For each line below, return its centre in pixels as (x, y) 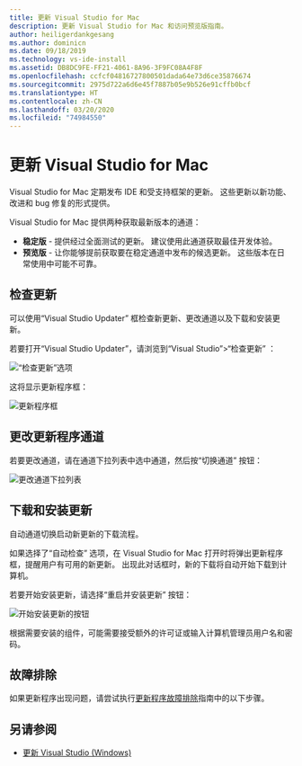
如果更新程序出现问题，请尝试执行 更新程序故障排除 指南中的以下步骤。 (139, 699)
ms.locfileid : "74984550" (58, 118)
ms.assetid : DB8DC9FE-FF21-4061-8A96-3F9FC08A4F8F (106, 68)
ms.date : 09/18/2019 (48, 51)
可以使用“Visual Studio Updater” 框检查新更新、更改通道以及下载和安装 (141, 318)
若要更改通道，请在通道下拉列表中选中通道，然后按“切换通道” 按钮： (136, 460)
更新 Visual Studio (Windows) (77, 753)
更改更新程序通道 (57, 437)
